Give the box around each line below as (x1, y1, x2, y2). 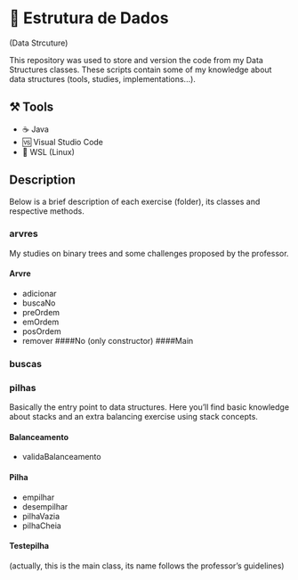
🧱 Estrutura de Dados (9, 8, 169, 29)
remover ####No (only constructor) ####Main (21, 336, 194, 347)
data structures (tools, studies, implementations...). (9, 73, 196, 84)
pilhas (9, 381, 37, 394)
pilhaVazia (21, 511, 60, 521)
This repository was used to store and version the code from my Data (9, 54, 264, 65)
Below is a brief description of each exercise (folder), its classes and (9, 196, 261, 207)
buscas (9, 357, 43, 370)
